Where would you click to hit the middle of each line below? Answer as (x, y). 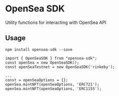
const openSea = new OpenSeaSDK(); (42, 63)
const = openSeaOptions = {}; (37, 80)
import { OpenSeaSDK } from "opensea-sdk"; (51, 58)
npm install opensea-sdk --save (39, 49)
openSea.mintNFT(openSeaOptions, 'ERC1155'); (53, 89)
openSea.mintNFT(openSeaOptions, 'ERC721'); (52, 84)
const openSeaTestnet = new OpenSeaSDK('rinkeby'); (60, 67)
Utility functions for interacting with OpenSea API (56, 22)
